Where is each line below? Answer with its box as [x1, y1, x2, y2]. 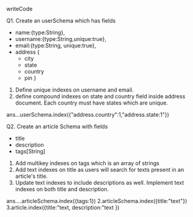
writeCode [6, 6, 33, 12]
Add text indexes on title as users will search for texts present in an [15, 166, 184, 173]
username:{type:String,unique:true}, [15, 35, 107, 42]
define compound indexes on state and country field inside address [15, 93, 186, 100]
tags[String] [15, 148, 46, 155]
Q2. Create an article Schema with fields [6, 123, 108, 130]
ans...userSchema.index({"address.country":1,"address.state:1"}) [6, 111, 170, 118]
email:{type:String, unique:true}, [15, 42, 96, 49]
